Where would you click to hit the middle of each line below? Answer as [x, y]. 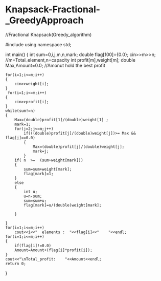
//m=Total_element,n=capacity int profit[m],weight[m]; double [70, 60]
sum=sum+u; [35, 201]
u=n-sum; [33, 196]
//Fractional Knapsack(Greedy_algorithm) [49, 34]
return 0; [16, 264]
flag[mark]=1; [39, 174]
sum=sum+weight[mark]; [48, 169]
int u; [31, 192]
